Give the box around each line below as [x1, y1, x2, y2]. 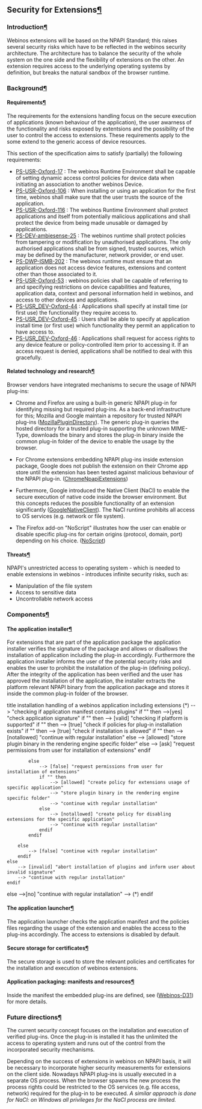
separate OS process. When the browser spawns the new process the [7, 1077, 181, 1084]
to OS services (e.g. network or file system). [15, 513, 125, 520]
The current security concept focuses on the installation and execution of [7, 1027, 189, 1034]
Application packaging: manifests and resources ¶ [7, 978, 135, 985]
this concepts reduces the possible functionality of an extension [15, 500, 175, 507]
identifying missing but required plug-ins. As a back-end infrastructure [15, 406, 191, 413]
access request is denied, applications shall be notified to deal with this [15, 347, 193, 355]
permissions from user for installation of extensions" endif [7, 747, 151, 754]
